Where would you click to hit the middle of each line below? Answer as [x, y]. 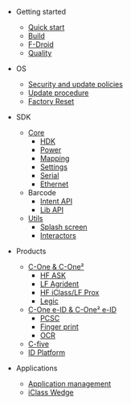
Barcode [42, 192]
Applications [37, 368]
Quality [40, 53]
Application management [70, 384]
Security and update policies [75, 84]
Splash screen [63, 227]
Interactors [58, 236]
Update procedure [58, 93]
